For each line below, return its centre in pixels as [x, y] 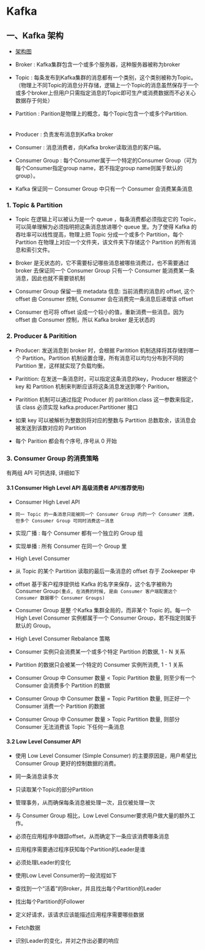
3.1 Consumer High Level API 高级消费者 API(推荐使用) [76, 488]
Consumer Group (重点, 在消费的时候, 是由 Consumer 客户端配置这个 [96, 591]
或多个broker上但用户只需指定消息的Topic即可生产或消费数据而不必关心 [105, 93]
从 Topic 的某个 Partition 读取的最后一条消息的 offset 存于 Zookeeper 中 [105, 571]
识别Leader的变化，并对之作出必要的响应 [67, 941]
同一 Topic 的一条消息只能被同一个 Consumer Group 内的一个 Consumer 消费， [106, 515]
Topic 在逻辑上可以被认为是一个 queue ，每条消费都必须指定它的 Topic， [107, 219]
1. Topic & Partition [35, 205]
